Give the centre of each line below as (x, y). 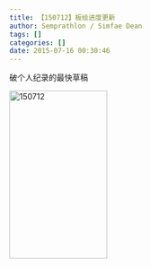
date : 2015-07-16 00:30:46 (60, 51)
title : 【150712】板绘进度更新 (62, 17)
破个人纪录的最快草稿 (49, 78)
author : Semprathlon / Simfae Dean (76, 26)
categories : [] (38, 43)
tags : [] (26, 34)
